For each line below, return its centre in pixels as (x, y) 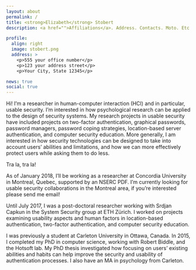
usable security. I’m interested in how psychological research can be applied (98, 110)
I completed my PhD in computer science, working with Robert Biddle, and (96, 242)
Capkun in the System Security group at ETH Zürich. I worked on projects (94, 212)
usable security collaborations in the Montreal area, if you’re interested (91, 188)
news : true (19, 82)
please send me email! (33, 195)
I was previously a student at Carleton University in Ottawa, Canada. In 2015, (98, 236)
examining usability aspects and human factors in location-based (85, 218)
